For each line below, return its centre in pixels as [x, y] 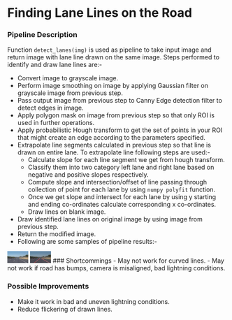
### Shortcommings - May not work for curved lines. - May [138, 261]
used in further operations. [56, 123]
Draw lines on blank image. [67, 212]
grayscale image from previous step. [70, 93]
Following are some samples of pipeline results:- [87, 242]
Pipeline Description [43, 35]
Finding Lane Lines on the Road [100, 13]
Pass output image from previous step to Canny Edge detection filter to [119, 101]
